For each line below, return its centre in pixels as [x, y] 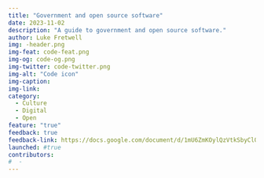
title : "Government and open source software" [86, 15]
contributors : [31, 154]
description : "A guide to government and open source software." [117, 30]
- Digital [31, 111]
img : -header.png [37, 45]
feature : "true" [35, 125]
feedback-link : [33, 140]
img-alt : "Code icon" [44, 74]
